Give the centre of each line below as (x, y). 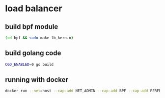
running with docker (37, 80)
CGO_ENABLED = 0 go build (29, 64)
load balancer (34, 9)
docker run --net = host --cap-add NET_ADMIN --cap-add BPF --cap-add (77, 91)
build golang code (33, 53)
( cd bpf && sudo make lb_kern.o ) (39, 38)
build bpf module (32, 27)
